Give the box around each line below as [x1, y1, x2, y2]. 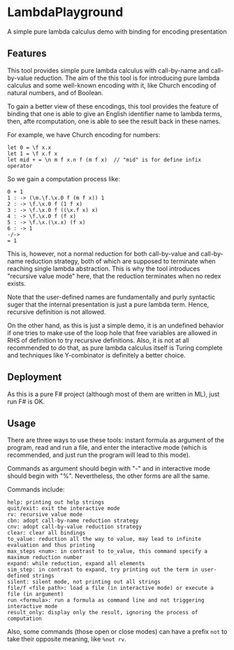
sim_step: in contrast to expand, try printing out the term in [7, 566, 198, 574]
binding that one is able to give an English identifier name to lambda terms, [7, 109, 222, 118]
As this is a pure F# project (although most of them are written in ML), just [7, 390, 220, 398]
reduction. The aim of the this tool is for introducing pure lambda [34, 73, 220, 82]
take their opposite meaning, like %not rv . [7, 635, 127, 644]
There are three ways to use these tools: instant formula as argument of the [7, 436, 225, 444]
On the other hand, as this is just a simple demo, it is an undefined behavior [7, 321, 224, 330]
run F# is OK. [7, 397, 45, 406]
